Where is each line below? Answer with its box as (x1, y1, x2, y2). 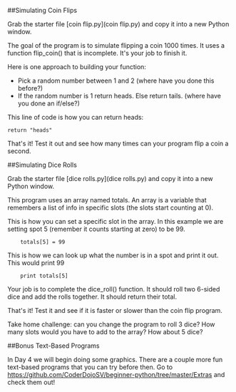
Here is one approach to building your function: (7, 63, 146, 71)
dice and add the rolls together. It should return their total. (7, 292, 177, 301)
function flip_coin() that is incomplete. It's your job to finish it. (7, 49, 188, 57)
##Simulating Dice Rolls (7, 160, 77, 169)
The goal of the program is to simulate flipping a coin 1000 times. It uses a (7, 41, 225, 49)
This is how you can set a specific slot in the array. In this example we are (7, 217, 224, 225)
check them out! (7, 378, 56, 386)
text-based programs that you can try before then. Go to (7, 363, 173, 371)
